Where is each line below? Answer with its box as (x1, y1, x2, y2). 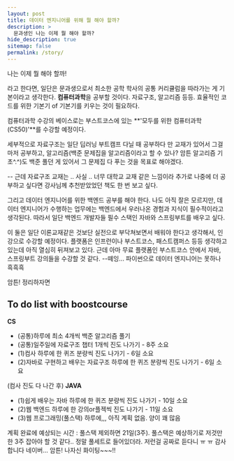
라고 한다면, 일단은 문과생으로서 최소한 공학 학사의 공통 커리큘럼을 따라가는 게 (7, 84, 218, 92)
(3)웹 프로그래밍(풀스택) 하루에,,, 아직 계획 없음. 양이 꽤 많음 (17, 414, 181, 422)
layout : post (7, 10, 45, 17)
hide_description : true (7, 36, 77, 43)
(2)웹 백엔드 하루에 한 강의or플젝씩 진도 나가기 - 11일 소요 (17, 404, 173, 413)
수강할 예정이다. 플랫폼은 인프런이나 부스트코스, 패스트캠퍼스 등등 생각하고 (25, 237, 228, 245)
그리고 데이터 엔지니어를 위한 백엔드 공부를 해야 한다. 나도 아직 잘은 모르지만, (7, 196, 216, 204)
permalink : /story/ (7, 50, 64, 57)
